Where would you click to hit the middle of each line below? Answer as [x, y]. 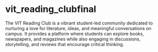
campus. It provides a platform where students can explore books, [75, 33]
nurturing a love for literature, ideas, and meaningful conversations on [78, 28]
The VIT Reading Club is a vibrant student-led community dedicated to [79, 23]
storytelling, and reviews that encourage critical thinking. [65, 44]
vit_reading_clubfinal [51, 9]
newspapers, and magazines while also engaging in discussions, [73, 39]
